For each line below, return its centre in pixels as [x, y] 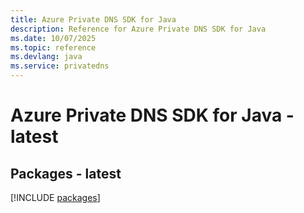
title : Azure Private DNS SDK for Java [93, 19]
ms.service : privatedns [60, 66]
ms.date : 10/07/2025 [53, 38]
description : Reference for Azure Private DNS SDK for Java [138, 29]
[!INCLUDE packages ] [55, 197]
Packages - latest [66, 173]
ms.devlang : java [46, 57]
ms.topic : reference [53, 47]
